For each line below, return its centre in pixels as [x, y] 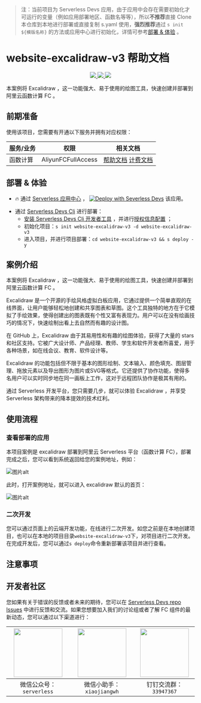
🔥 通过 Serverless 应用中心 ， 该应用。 [100, 198]
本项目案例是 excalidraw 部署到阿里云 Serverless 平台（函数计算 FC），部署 [99, 452]
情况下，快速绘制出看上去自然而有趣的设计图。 [74, 323]
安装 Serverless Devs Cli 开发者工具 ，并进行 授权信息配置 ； [98, 218]
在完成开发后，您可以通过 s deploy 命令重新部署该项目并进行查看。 [88, 543]
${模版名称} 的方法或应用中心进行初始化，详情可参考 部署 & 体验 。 [101, 32]
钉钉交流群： [165, 684]
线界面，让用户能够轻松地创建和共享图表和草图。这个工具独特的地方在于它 [98, 308]
